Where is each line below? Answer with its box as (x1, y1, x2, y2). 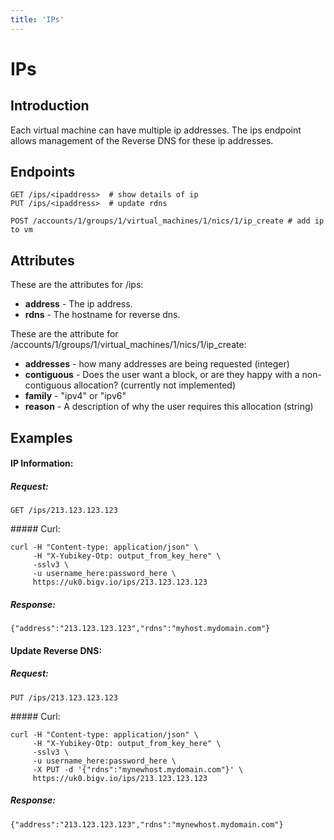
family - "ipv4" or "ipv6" (24, 390, 127, 402)
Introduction (10, 97, 90, 115)
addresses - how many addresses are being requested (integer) (24, 358, 290, 370)
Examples (10, 429, 73, 446)
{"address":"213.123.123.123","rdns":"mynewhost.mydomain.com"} (10, 819, 284, 830)
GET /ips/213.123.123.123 (10, 506, 118, 516)
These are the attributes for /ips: (10, 279, 144, 291)
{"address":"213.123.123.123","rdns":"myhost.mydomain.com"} (10, 624, 271, 634)
